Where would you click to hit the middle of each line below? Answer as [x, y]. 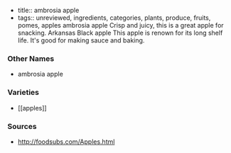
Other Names [31, 58]
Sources [22, 126]
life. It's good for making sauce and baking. [81, 40]
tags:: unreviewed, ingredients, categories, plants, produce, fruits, [114, 18]
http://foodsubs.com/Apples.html [66, 142]
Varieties [23, 93]
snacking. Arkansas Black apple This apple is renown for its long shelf [120, 33]
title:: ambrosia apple [48, 10]
